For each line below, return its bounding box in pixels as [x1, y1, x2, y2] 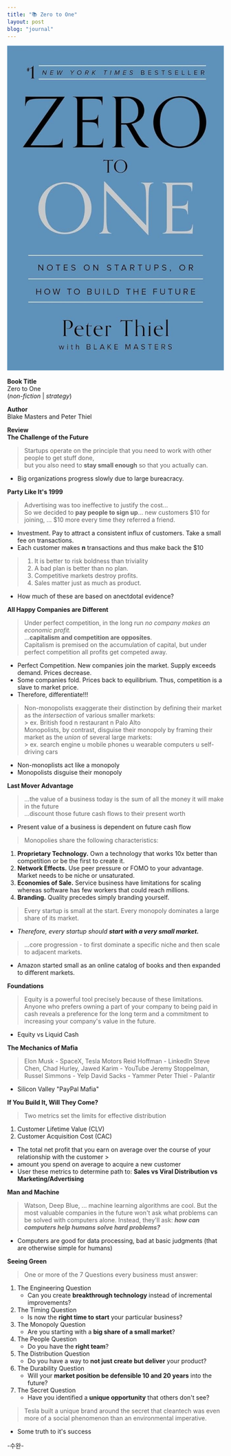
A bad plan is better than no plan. [34, 564, 129, 572]
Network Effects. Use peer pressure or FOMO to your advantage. [16, 863, 204, 872]
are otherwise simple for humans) [16, 1244, 113, 1252]
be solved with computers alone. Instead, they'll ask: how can [23, 1215, 200, 1224]
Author [7, 405, 28, 413]
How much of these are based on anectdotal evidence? [16, 592, 174, 600]
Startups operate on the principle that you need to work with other [23, 446, 212, 454]
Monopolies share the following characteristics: [23, 836, 159, 844]
